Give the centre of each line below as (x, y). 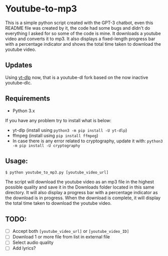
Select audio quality (33, 242)
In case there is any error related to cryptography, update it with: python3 (88, 141)
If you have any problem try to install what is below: (58, 120)
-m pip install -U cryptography (46, 146)
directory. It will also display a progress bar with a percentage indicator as (81, 193)
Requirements (28, 99)
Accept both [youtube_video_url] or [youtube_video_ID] (71, 231)
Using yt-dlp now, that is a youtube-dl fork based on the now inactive (77, 77)
